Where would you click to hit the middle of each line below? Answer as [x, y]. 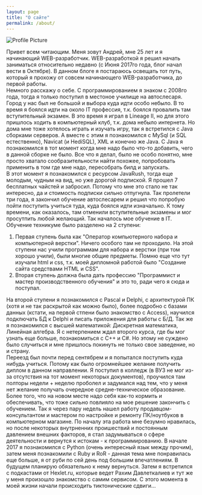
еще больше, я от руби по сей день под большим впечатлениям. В [92, 460]
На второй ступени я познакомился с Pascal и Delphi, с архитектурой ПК [100, 300]
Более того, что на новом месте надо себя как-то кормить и [84, 396]
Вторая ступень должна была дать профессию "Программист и [97, 275]
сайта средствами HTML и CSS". [57, 269]
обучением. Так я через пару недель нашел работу [73, 409]
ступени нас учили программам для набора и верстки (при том [97, 250]
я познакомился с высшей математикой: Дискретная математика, [92, 325]
